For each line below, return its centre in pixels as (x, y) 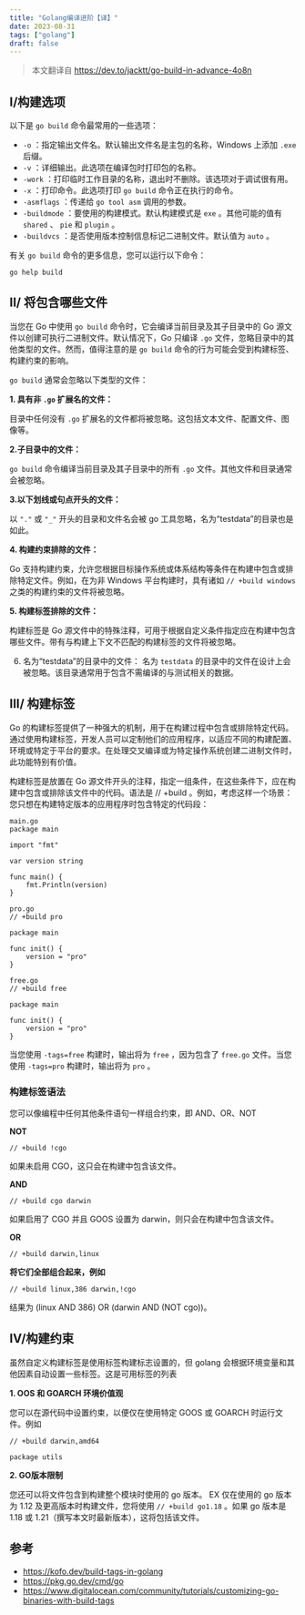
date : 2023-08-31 (42, 26)
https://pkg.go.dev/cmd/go (73, 1580)
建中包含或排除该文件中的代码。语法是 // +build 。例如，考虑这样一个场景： (151, 792)
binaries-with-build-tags (68, 1600)
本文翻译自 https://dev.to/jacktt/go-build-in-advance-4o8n (142, 70)
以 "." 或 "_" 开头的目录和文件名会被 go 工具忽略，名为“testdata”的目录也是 (152, 518)
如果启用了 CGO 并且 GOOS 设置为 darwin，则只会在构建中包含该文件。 (144, 1219)
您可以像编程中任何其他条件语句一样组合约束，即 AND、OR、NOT (133, 1113)
